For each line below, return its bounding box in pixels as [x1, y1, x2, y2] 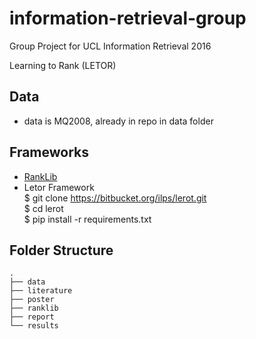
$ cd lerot [23, 202, 64, 214]
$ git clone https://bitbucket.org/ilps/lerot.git [23, 192, 207, 204]
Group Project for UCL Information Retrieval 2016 [9, 40, 212, 52]
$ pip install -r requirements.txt [23, 213, 152, 225]
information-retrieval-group [9, 7, 247, 30]
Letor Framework [23, 181, 95, 193]
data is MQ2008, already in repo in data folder [23, 115, 214, 127]
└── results [9, 321, 59, 331]
